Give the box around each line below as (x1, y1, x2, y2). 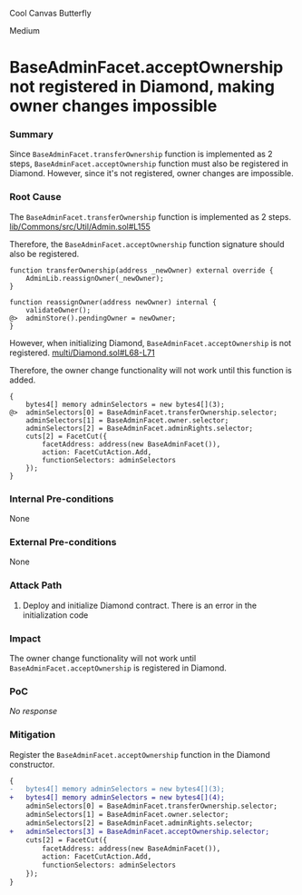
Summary (9, 128, 54, 141)
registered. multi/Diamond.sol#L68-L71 (9, 347, 156, 358)
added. (9, 374, 36, 385)
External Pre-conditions (9, 536, 117, 548)
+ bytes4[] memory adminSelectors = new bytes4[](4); (9, 793, 225, 802)
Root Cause (9, 191, 62, 204)
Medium (9, 25, 41, 35)
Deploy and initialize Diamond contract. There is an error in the (22, 600, 257, 611)
